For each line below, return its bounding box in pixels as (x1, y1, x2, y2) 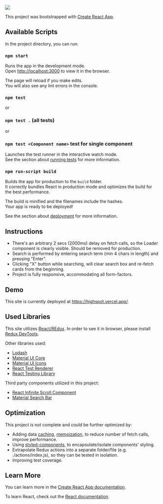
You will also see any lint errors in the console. (5, 83, 99, 89)
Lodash (12, 350, 28, 356)
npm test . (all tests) (5, 117, 55, 124)
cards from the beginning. (12, 266, 65, 272)
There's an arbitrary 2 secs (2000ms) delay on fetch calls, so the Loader (12, 240, 159, 246)
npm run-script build (5, 168, 57, 174)
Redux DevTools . (5, 331, 39, 336)
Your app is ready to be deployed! (5, 204, 73, 210)
